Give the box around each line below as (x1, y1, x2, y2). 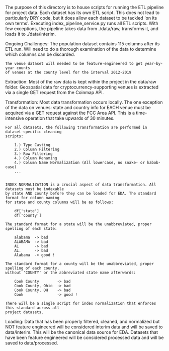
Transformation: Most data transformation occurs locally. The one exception (5, 99, 163, 105)
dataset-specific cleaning (5, 129, 62, 134)
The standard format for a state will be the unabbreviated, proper (5, 222, 152, 227)
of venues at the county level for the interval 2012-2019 (5, 70, 132, 75)
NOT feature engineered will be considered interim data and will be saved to (5, 324, 163, 330)
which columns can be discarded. (5, 51, 75, 57)
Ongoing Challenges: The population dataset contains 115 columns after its (5, 41, 160, 47)
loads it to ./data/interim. (5, 31, 56, 37)
